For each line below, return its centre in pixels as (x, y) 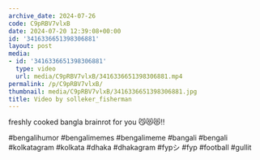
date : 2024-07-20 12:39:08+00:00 (65, 31)
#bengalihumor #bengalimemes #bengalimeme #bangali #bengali (118, 138)
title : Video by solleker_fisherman (70, 99)
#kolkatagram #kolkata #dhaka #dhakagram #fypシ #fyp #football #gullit (130, 148)
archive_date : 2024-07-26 (52, 16)
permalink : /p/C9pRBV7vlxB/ (56, 84)
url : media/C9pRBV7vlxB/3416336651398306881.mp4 (99, 76)
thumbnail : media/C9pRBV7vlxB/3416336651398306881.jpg (103, 91)
